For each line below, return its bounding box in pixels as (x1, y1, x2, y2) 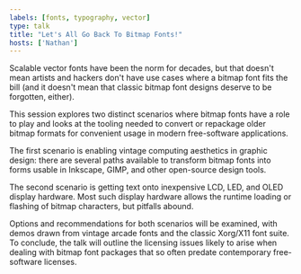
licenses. (43, 257, 77, 268)
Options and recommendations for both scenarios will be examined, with (9, 218, 279, 229)
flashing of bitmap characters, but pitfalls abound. (9, 201, 194, 212)
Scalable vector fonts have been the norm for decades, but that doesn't (9, 63, 274, 74)
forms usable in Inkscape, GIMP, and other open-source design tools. (9, 164, 267, 175)
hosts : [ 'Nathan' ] (9, 38, 78, 48)
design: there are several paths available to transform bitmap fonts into (9, 155, 271, 166)
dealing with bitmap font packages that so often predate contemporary (9, 247, 271, 258)
